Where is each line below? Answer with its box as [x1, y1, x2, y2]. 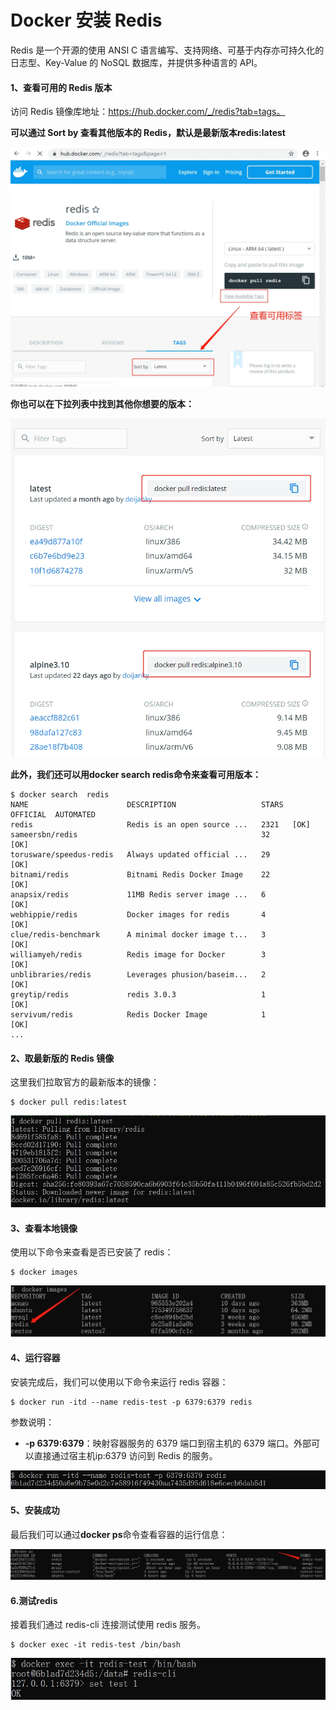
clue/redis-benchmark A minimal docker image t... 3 [10, 930, 267, 940]
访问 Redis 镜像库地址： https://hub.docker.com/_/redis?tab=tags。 [10, 106, 286, 118]
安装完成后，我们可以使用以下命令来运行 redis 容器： [10, 1376, 229, 1388]
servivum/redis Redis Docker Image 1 [10, 1010, 267, 1020]
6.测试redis [10, 1594, 58, 1606]
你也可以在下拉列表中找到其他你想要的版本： [10, 398, 195, 410]
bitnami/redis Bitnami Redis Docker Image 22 [10, 870, 271, 880]
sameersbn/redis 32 [10, 830, 271, 840]
